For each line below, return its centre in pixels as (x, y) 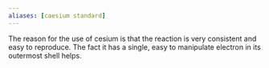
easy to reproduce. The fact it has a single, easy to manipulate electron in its (134, 47)
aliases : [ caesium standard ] (57, 16)
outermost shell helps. (45, 55)
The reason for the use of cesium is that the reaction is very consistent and (132, 38)
